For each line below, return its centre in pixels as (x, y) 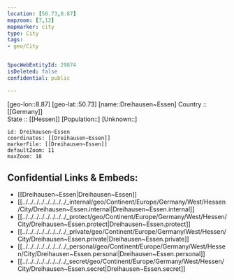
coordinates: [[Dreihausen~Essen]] (59, 138)
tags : (15, 40)
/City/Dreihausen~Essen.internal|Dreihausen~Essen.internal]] (106, 209)
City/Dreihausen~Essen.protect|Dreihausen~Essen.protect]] (104, 224)
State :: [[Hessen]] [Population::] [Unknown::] (72, 119)
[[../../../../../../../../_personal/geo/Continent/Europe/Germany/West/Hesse (121, 246)
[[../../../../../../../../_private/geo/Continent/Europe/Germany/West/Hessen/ (122, 232)
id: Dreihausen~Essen (39, 132)
